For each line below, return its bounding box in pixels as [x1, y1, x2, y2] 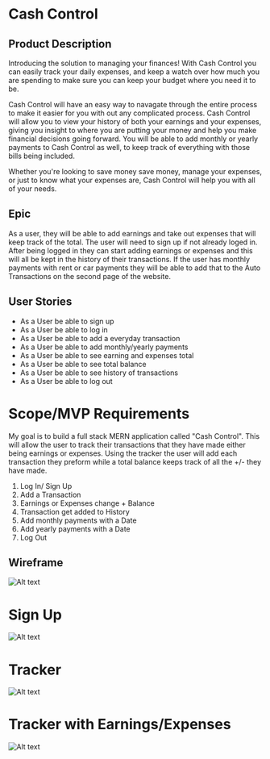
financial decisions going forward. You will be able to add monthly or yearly [8, 134, 259, 144]
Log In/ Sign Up [19, 481, 73, 490]
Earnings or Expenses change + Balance [19, 498, 155, 508]
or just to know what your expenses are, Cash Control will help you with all [8, 175, 255, 185]
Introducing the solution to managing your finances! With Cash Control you [8, 58, 257, 68]
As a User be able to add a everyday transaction [19, 333, 181, 343]
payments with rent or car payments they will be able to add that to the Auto [8, 263, 261, 273]
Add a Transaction [19, 490, 81, 499]
